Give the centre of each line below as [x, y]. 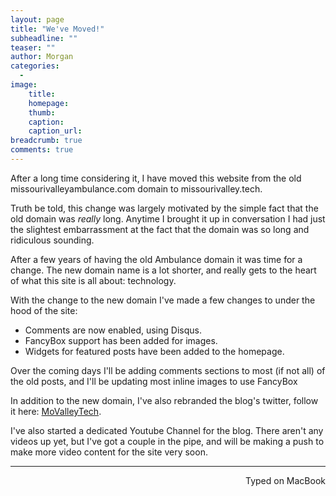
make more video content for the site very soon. [109, 452]
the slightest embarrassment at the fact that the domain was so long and [160, 229]
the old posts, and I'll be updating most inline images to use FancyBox [154, 381]
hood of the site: [44, 310]
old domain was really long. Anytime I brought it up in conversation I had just [168, 218]
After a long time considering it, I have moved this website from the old [156, 178]
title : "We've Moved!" [57, 29]
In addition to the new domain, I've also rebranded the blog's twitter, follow [164, 400]
